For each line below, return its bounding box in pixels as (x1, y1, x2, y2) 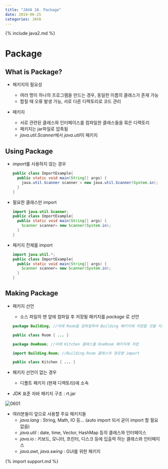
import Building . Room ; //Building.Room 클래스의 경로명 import (12, 350, 140, 355)
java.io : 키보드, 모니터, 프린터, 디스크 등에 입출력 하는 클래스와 (19, 436, 143, 442)
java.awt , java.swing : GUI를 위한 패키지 (19, 448, 101, 454)
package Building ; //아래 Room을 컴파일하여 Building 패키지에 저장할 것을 (12, 323, 156, 328)
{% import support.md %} (5, 458, 59, 464)
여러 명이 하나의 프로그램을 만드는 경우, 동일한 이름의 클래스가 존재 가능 (19, 92, 159, 98)
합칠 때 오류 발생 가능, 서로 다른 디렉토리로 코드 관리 (19, 98, 121, 104)
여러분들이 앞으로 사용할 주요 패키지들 (12, 411, 86, 417)
